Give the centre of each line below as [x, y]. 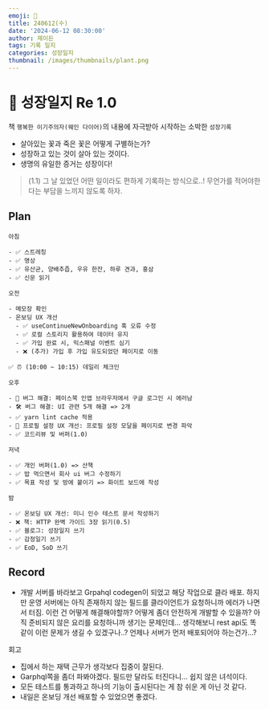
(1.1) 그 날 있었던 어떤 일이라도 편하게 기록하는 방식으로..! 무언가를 [130, 181]
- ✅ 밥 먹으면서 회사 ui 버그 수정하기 [65, 474]
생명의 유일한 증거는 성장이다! [66, 163]
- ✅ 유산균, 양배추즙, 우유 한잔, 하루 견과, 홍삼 [81, 269]
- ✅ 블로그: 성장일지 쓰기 [47, 531]
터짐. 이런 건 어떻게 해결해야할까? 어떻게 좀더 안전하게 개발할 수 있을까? [140, 613]
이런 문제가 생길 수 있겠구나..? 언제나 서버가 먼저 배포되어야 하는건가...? [146, 633]
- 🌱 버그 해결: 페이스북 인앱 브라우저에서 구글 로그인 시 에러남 [100, 398]
